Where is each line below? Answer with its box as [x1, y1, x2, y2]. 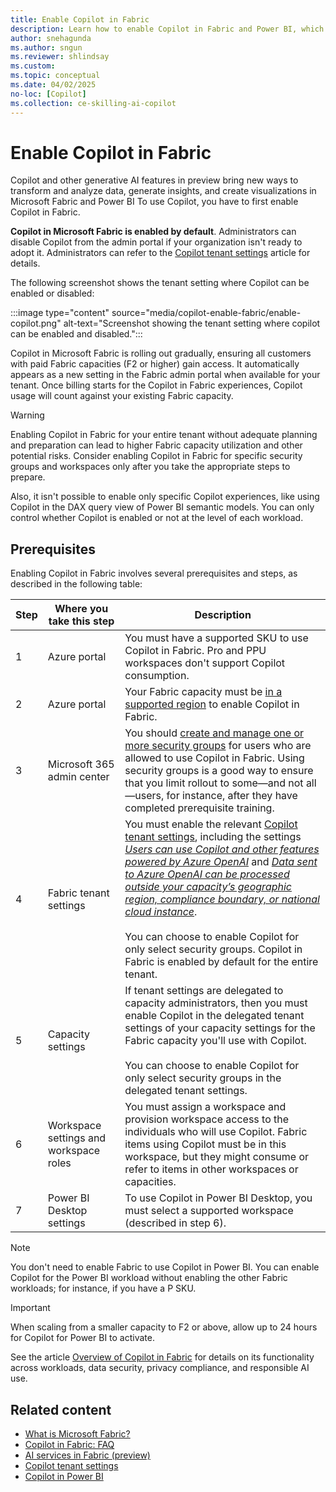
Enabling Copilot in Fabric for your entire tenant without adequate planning [10, 429, 318, 441]
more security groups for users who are [124, 739, 312, 753]
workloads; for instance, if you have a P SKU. [10, 1282, 197, 1295]
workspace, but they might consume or [124, 1150, 310, 1164]
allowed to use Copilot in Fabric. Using [124, 751, 305, 765]
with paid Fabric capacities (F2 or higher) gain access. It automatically [10, 358, 300, 370]
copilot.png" [10, 317, 62, 330]
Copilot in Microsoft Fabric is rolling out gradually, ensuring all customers [10, 347, 312, 360]
